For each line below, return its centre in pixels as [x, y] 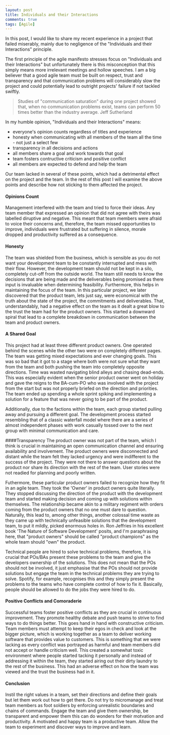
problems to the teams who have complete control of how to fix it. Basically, [84, 584]
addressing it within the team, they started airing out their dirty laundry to [81, 661]
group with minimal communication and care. [52, 430]
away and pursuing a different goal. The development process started [78, 414]
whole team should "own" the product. [46, 542]
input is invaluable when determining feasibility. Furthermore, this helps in [82, 284]
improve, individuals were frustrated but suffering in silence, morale [76, 229]
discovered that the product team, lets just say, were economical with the [81, 295]
